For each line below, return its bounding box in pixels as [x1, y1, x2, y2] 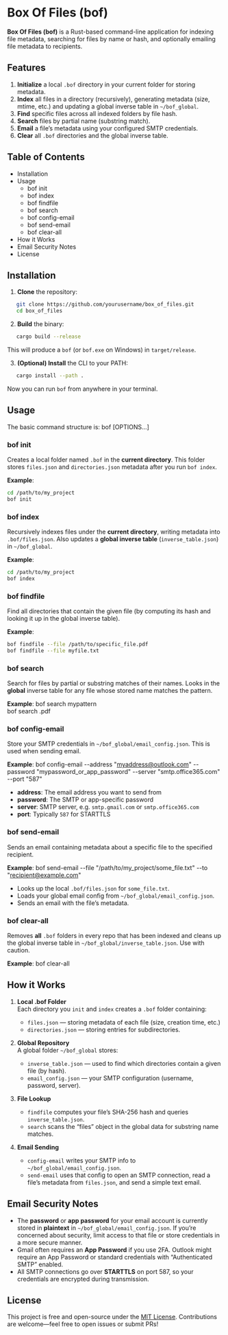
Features [7, 62, 46, 73]
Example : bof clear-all [7, 959, 70, 968]
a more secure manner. [16, 1238, 83, 1246]
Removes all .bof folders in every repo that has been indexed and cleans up [7, 932, 221, 940]
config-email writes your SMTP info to [27, 1156, 136, 1165]
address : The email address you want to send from [16, 788, 162, 797]
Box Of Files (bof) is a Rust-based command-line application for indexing [7, 27, 214, 36]
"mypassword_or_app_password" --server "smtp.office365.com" [36, 768, 220, 776]
